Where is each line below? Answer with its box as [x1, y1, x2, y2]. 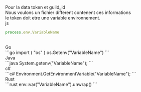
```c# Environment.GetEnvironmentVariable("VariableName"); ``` [5, 70, 136, 76]
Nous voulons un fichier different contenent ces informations [5, 9, 131, 15]
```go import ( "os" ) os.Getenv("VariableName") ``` [5, 49, 109, 55]
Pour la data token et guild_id [5, 4, 66, 10]
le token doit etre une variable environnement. [5, 15, 100, 20]
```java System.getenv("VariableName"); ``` [5, 60, 93, 66]
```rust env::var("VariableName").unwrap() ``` [5, 81, 98, 87]
